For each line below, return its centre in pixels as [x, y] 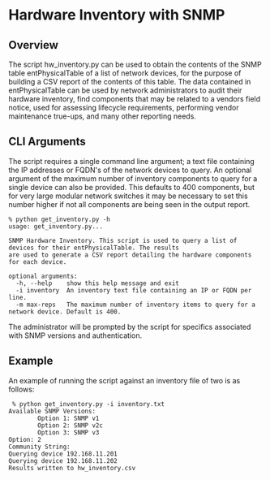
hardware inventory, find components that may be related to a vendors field [135, 99]
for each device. [38, 262]
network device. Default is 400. [65, 311]
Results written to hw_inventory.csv [72, 468]
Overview [34, 45]
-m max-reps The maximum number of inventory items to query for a [135, 305]
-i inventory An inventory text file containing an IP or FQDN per [134, 290]
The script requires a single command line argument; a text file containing [132, 161]
